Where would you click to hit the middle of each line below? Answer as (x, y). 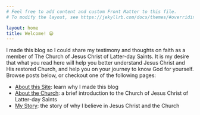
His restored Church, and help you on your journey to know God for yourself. (100, 69)
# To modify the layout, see (42, 17)
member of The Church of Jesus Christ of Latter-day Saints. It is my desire (98, 56)
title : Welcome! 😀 (30, 33)
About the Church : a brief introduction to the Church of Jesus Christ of (101, 93)
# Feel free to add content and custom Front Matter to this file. (92, 12)
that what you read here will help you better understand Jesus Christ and (96, 63)
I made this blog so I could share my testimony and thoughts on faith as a (96, 50)
